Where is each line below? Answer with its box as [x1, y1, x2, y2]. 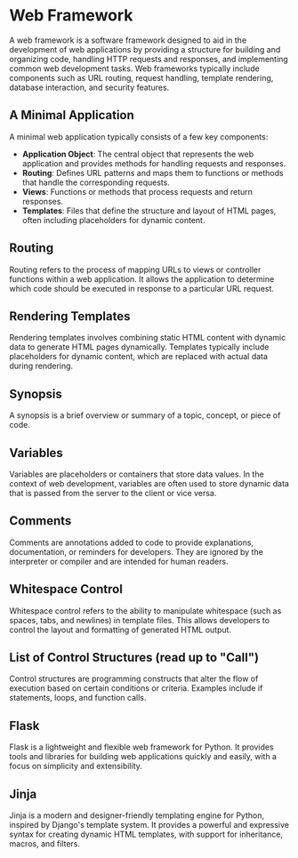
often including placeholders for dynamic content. [21, 214, 205, 225]
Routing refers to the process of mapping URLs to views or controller [9, 264, 262, 275]
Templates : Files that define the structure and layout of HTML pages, [21, 205, 277, 216]
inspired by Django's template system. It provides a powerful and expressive [9, 820, 290, 830]
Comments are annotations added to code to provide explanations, [9, 537, 254, 548]
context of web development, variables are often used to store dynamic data [9, 478, 289, 489]
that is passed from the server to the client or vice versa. [9, 488, 217, 498]
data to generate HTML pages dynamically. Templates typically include [9, 341, 270, 352]
